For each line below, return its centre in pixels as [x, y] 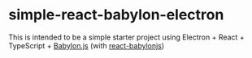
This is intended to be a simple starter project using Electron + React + [127, 37]
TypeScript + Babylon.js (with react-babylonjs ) [87, 45]
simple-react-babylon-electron [116, 15]
